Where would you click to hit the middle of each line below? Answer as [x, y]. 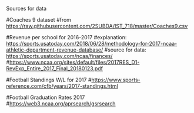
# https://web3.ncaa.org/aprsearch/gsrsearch [61, 104]
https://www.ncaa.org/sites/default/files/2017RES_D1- [74, 62]
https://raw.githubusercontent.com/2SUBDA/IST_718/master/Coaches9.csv [97, 26]
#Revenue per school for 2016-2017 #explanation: [66, 37]
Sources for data [26, 8]
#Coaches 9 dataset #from [39, 20]
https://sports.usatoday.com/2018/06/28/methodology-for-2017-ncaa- [92, 44]
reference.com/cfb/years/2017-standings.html [62, 86]
